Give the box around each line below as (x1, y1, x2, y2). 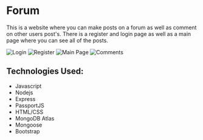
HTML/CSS (15, 108, 44, 116)
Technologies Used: (6, 66, 84, 77)
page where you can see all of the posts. (6, 37, 108, 44)
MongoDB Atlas (15, 114, 55, 122)
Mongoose (15, 121, 43, 128)
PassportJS (15, 102, 44, 109)
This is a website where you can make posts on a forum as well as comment (6, 24, 197, 31)
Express (15, 95, 36, 102)
